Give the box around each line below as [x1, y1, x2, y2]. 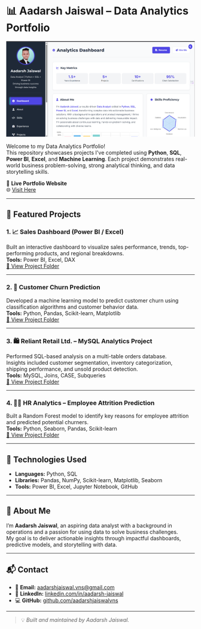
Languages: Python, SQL [14, 470, 78, 477]
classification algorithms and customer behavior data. [6, 303, 139, 310]
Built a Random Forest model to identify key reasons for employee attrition [6, 412, 189, 419]
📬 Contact [6, 565, 48, 575]
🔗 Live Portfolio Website [6, 180, 68, 187]
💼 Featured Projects [6, 210, 81, 220]
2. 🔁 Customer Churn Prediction [6, 283, 100, 292]
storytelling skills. [6, 168, 50, 175]
